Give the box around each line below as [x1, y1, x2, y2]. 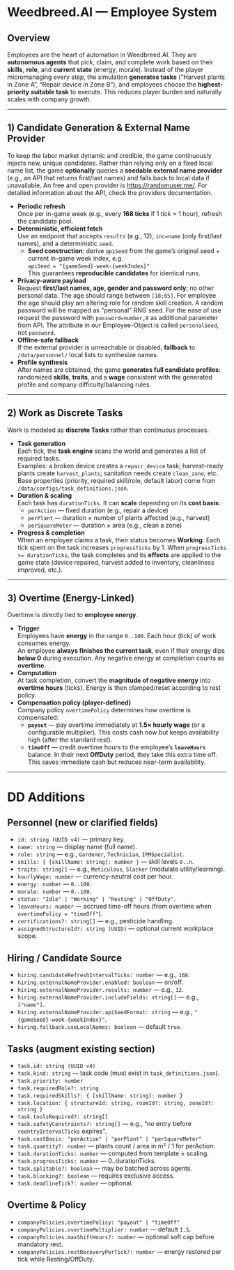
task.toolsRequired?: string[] [17, 1113, 109, 1120]
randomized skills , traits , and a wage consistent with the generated [17, 373, 212, 381]
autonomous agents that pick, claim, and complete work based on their [7, 58, 214, 66]
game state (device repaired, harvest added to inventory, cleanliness [17, 558, 214, 566]
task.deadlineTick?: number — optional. [17, 1179, 134, 1188]
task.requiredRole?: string [17, 1085, 99, 1092]
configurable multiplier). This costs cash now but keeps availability [27, 728, 219, 737]
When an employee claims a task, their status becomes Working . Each [17, 535, 221, 544]
